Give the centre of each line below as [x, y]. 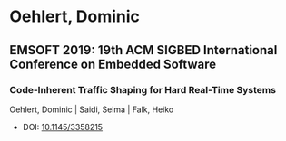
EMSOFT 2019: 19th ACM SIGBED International [143, 50]
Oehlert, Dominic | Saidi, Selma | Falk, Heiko [92, 109]
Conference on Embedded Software [113, 64]
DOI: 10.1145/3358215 [62, 127]
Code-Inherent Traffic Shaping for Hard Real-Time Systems [143, 89]
